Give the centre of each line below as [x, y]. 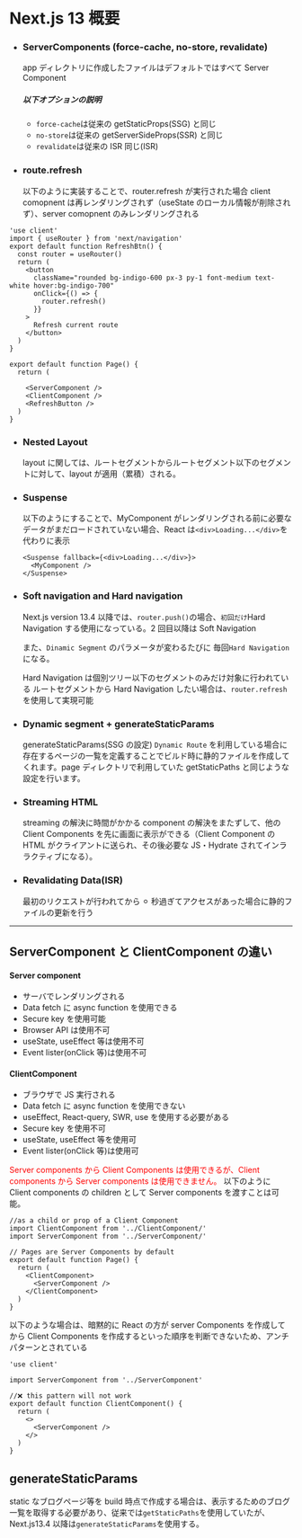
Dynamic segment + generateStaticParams [118, 724]
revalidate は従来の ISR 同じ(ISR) [97, 147]
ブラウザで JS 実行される [69, 1095]
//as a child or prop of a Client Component [94, 1221]
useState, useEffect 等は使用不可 [84, 1041]
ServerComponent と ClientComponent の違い [141, 951]
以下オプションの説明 [62, 100]
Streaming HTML [60, 802]
